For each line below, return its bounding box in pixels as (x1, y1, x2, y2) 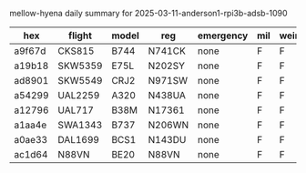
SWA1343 (57, 118, 103, 131)
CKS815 (57, 45, 95, 57)
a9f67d (14, 45, 46, 57)
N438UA (148, 89, 187, 101)
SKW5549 (57, 75, 103, 86)
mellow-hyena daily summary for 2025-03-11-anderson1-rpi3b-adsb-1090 (9, 8, 289, 18)
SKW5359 (57, 59, 103, 72)
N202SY (148, 59, 185, 72)
